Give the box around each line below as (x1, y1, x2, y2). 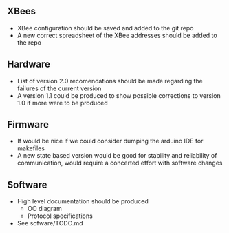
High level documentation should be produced (17, 197, 149, 205)
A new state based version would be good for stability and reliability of (17, 152, 217, 160)
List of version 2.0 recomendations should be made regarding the (17, 77, 203, 85)
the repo (17, 38, 41, 47)
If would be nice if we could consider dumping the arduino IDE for (17, 137, 204, 145)
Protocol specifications (27, 212, 93, 220)
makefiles (17, 144, 45, 152)
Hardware (7, 59, 50, 70)
